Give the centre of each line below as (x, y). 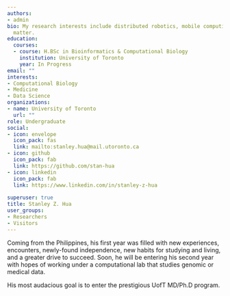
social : (18, 128)
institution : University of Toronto (72, 58)
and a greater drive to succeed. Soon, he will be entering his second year (111, 257)
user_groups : (26, 211)
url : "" (24, 115)
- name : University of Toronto (52, 109)
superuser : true (30, 198)
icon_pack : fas (35, 141)
